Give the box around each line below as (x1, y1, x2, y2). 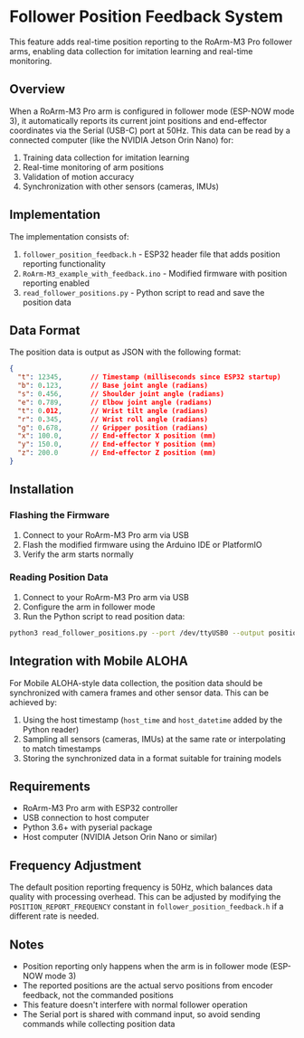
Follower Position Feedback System (9, 6, 283, 27)
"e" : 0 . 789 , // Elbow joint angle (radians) (17, 398, 213, 407)
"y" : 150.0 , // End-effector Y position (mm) (17, 440, 217, 449)
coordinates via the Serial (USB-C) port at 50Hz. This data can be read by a (9, 125, 291, 136)
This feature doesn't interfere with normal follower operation (22, 999, 248, 1010)
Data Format (9, 323, 81, 338)
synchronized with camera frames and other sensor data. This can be (9, 687, 270, 698)
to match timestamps (22, 743, 101, 754)
